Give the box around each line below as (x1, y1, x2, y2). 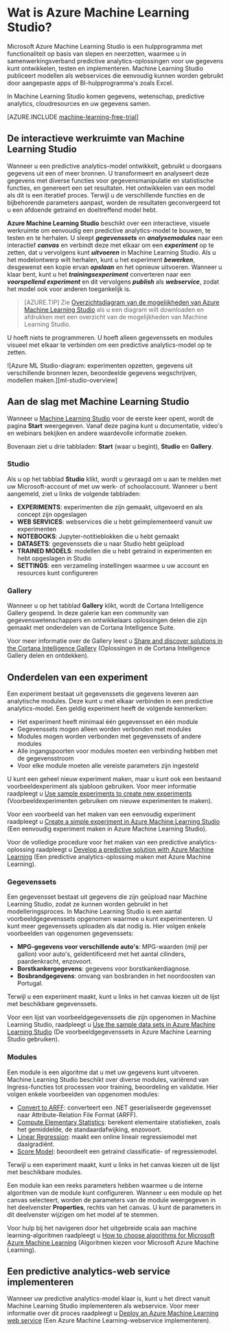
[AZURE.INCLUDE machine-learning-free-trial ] (7, 112, 139, 121)
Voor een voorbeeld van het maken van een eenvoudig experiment (7, 810, 196, 818)
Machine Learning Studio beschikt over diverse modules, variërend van (7, 1075, 209, 1083)
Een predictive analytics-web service (7, 1265, 170, 1277)
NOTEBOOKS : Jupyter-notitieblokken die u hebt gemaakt (16, 532, 180, 540)
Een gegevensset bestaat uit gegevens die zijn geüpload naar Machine (7, 893, 207, 901)
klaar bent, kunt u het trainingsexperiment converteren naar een (7, 270, 191, 278)
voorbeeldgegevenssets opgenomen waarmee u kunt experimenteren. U (7, 915, 213, 923)
